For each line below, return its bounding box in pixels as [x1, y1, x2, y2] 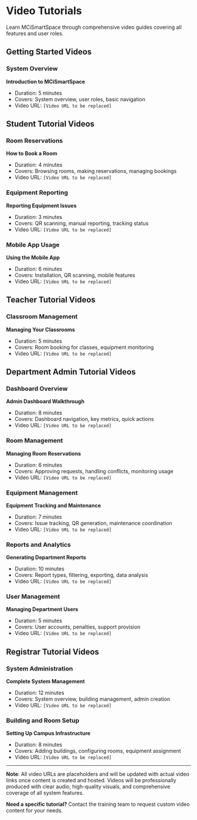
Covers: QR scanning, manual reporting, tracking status [14, 220, 149, 227]
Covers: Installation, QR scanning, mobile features [14, 271, 136, 278]
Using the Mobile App [6, 254, 60, 261]
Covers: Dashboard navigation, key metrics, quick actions [14, 416, 154, 423]
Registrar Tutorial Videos [6, 646, 100, 657]
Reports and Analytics [6, 540, 72, 549]
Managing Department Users [6, 606, 79, 613]
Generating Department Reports [6, 554, 86, 561]
